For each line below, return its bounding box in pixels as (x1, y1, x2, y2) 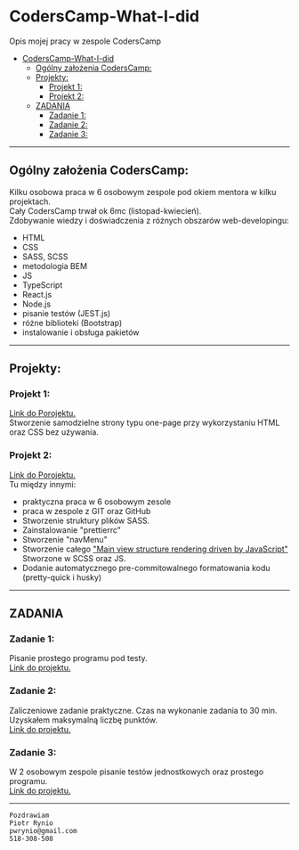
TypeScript (21, 279, 63, 290)
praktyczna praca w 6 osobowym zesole (21, 496, 172, 507)
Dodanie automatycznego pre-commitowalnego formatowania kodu (21, 562, 271, 573)
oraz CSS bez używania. (9, 427, 100, 437)
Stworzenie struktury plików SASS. (21, 515, 150, 526)
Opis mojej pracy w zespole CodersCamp (9, 36, 162, 46)
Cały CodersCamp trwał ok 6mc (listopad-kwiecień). (9, 205, 202, 216)
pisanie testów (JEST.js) (21, 307, 111, 318)
